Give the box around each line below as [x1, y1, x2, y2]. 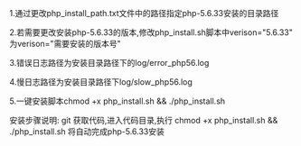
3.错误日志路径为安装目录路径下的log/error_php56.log [9, 58, 210, 68]
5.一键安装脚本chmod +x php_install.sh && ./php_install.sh [9, 96, 226, 106]
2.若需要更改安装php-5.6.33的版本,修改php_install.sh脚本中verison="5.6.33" [9, 27, 294, 38]
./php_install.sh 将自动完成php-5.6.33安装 [9, 126, 165, 137]
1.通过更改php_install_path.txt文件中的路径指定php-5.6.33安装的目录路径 [9, 8, 279, 18]
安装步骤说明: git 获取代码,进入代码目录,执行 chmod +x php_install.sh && [9, 115, 278, 125]
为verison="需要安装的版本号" [9, 39, 121, 49]
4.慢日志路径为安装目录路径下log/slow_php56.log [9, 77, 193, 87]
